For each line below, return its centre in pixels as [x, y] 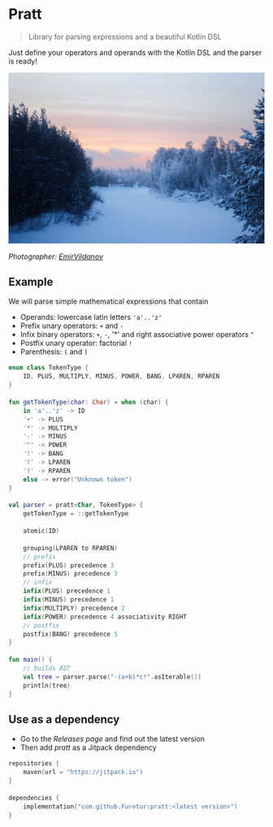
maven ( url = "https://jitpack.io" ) [83, 772]
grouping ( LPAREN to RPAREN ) [70, 548]
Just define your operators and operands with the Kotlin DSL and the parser [135, 52]
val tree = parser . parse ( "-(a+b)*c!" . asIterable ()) [112, 676]
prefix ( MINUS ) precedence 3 [70, 574]
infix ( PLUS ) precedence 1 [67, 591]
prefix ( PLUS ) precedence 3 [69, 565]
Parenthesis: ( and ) [54, 352]
